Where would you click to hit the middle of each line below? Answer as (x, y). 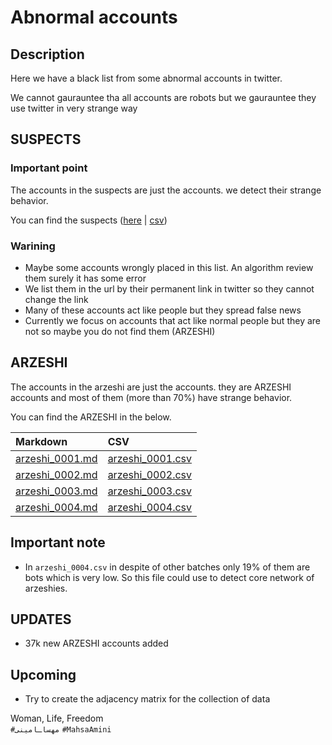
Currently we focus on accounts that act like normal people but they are (173, 320)
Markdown (41, 441)
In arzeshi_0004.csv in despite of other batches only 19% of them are (167, 567)
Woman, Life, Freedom (57, 718)
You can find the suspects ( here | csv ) (89, 220)
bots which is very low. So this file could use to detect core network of (169, 577)
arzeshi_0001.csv (150, 458)
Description (47, 54)
